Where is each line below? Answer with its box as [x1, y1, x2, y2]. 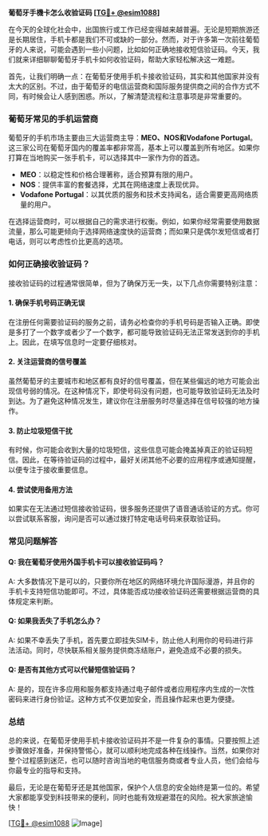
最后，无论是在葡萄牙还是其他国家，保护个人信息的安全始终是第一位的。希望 [8, 783, 260, 792]
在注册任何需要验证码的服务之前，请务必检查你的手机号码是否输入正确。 [8, 317, 246, 326]
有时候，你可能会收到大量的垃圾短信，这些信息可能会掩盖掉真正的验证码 [8, 445, 246, 455]
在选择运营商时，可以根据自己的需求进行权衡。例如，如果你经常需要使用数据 [8, 217, 260, 227]
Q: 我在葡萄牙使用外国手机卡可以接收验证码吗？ [8, 557, 165, 566]
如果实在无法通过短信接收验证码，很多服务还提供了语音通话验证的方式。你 [8, 504, 253, 514]
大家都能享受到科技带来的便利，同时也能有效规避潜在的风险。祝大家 [8, 793, 232, 802]
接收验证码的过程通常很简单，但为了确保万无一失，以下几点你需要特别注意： [8, 278, 260, 288]
